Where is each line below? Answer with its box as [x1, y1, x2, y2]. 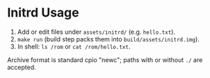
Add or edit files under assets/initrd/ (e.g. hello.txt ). [17, 28, 176, 36]
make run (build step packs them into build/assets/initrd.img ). [17, 35, 200, 43]
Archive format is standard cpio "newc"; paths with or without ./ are [7, 55, 203, 64]
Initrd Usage [7, 5, 79, 21]
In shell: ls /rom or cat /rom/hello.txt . [17, 42, 131, 50]
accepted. [7, 63, 36, 71]
